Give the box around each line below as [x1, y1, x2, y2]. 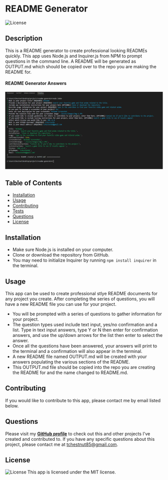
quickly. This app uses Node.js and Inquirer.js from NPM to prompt [5, 53, 142, 59]
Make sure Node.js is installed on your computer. [12, 247, 113, 253]
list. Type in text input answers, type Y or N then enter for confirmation [12, 327, 158, 333]
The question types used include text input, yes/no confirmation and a [12, 321, 157, 327]
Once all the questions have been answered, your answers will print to [12, 342, 157, 349]
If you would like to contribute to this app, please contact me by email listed [5, 397, 161, 403]
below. [5, 403, 19, 409]
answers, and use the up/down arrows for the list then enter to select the [12, 332, 163, 338]
